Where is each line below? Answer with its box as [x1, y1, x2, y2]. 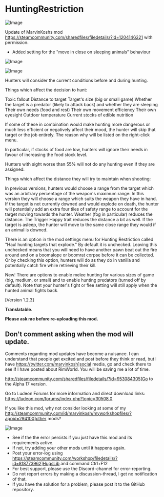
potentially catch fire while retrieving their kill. [5, 262, 97, 268]
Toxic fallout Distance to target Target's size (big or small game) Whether [5, 96, 152, 102]
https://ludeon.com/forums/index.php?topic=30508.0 [5, 395, 113, 402]
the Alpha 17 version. [5, 381, 47, 387]
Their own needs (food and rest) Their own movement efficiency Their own [5, 107, 156, 113]
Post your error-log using [12, 450, 63, 456]
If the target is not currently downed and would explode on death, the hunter [5, 201, 159, 206]
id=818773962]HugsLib [12, 460, 60, 466]
